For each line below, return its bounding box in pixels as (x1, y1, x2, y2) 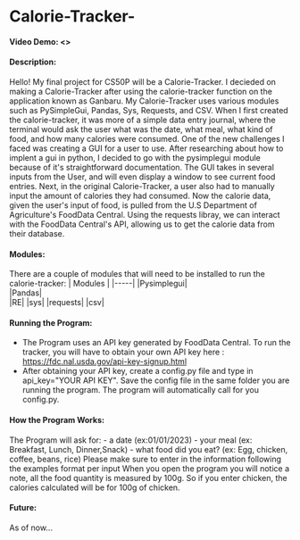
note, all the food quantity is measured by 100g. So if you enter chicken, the (9, 472, 287, 483)
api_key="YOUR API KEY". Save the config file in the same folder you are (21, 375, 290, 386)
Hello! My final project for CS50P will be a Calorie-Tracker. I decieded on (9, 76, 277, 87)
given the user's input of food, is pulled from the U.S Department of (9, 199, 257, 211)
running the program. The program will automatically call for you (21, 385, 259, 395)
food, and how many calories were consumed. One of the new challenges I (9, 133, 285, 144)
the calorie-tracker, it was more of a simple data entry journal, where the (9, 114, 276, 125)
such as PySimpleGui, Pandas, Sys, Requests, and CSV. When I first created (9, 104, 288, 115)
